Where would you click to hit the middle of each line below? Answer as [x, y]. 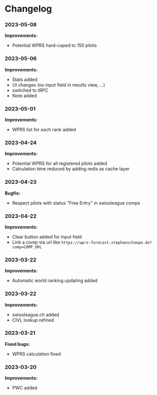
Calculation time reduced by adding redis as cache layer [71, 169]
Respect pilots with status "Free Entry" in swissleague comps [76, 203]
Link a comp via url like [36, 242]
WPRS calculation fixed [36, 354]
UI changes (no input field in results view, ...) [58, 85]
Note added [25, 95]
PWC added [25, 388]
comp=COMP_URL [27, 247]
